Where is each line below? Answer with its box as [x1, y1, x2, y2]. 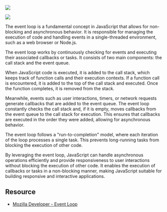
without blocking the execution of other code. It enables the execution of [5, 163, 155, 168]
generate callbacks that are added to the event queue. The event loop [5, 101, 149, 106]
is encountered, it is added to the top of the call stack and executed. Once [5, 80, 158, 86]
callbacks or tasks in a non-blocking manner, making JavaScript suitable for [5, 168, 162, 174]
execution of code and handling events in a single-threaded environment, [5, 34, 157, 40]
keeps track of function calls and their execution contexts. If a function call [5, 75, 159, 81]
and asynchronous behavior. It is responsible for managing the [24, 29, 153, 35]
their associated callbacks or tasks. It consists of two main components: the [5, 55, 162, 60]
